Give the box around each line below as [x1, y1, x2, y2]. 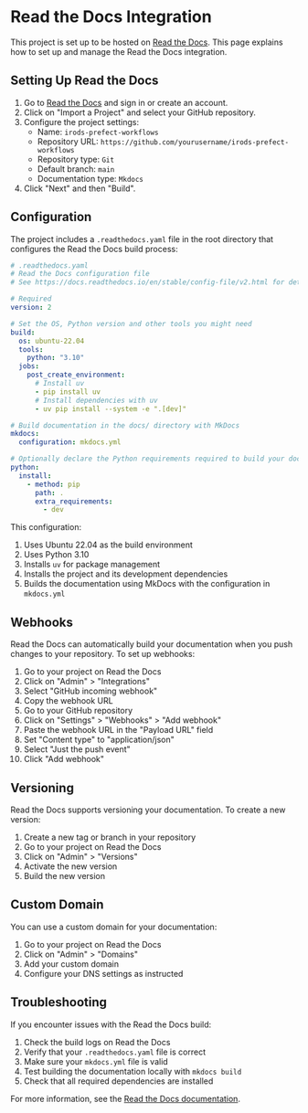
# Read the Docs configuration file [10, 270, 150, 279]
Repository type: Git [37, 154, 115, 164]
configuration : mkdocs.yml [18, 438, 122, 447]
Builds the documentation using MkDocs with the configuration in [23, 578, 271, 589]
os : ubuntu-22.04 [18, 336, 85, 345]
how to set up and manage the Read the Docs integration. [10, 46, 228, 57]
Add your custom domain [23, 958, 120, 970]
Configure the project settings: [23, 116, 140, 127]
